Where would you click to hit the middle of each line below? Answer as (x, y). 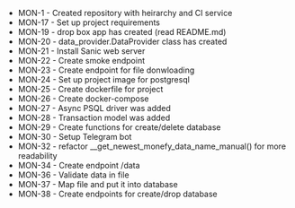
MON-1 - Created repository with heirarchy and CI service (125, 13)
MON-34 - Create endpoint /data (79, 165)
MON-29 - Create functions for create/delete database (119, 127)
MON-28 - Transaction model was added (94, 117)
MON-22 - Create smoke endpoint (81, 61)
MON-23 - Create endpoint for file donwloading (106, 70)
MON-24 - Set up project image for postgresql (104, 79)
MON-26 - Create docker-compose (83, 99)
